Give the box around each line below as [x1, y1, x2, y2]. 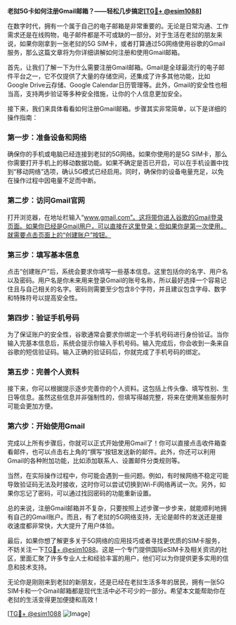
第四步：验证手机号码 [7, 312, 79, 322]
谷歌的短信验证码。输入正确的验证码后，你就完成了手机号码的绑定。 [7, 348, 204, 356]
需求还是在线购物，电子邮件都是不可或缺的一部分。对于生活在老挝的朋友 [7, 31, 216, 39]
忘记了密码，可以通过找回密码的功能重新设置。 [19, 488, 155, 497]
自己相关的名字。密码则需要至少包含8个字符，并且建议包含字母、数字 [25, 284, 227, 293]
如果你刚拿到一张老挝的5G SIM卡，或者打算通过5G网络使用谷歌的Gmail [19, 39, 226, 48]
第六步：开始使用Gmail [7, 422, 86, 431]
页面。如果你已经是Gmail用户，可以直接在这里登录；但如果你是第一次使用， [7, 222, 227, 230]
